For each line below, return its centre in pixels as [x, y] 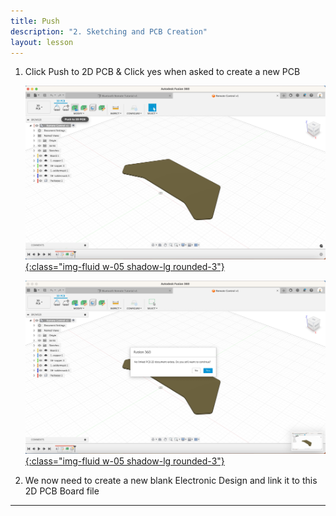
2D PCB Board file [62, 491]
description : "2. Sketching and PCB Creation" [109, 31]
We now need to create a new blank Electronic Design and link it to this [171, 480]
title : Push [35, 21]
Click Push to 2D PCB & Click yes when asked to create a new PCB [162, 72]
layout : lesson [42, 42]
